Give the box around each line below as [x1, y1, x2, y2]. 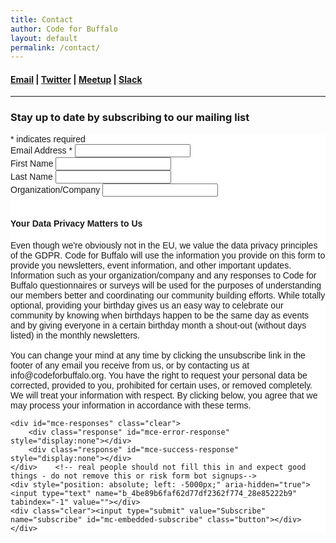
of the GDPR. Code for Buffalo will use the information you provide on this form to [10, 249, 326, 261]
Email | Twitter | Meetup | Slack [10, 73, 143, 85]
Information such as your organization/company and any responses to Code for [10, 269, 317, 281]
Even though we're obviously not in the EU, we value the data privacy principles [10, 239, 318, 251]
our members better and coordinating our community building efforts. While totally [10, 289, 326, 301]
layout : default [10, 33, 78, 43]
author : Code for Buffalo [10, 24, 118, 34]
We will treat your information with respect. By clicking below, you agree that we [10, 389, 318, 401]
